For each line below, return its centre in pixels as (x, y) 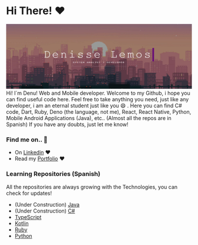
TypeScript (28, 217)
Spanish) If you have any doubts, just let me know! (67, 124)
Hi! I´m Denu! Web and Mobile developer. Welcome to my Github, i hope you (98, 93)
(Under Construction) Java (47, 204)
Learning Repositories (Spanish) (53, 174)
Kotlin (22, 223)
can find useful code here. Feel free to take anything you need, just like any (98, 100)
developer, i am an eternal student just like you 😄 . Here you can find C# (94, 106)
